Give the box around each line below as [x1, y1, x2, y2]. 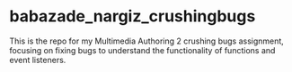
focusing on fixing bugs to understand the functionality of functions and [9, 44, 276, 55]
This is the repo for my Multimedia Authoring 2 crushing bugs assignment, [9, 36, 285, 46]
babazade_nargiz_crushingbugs [9, 6, 256, 27]
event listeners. [9, 54, 66, 65]
